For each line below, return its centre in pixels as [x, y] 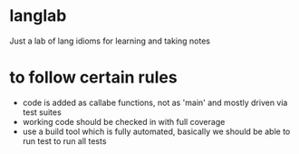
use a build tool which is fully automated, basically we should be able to [156, 131]
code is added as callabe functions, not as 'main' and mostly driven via [155, 102]
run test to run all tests [64, 140]
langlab [38, 16]
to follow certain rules [94, 77]
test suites [42, 112]
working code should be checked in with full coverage [124, 121]
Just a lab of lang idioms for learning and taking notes [110, 41]
